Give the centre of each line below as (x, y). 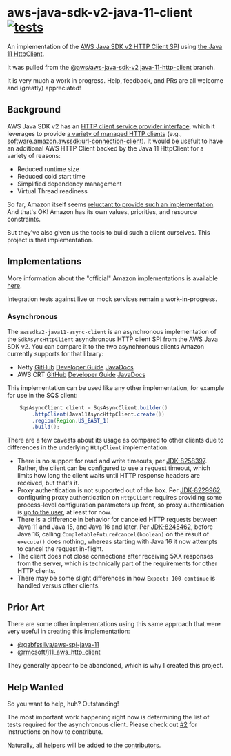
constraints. (24, 219)
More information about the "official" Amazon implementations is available (113, 278)
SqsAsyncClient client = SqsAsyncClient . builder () (94, 408)
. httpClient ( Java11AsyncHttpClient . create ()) (99, 414)
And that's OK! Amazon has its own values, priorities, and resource (102, 211)
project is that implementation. (50, 240)
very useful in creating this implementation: (69, 631)
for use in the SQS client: (42, 395)
